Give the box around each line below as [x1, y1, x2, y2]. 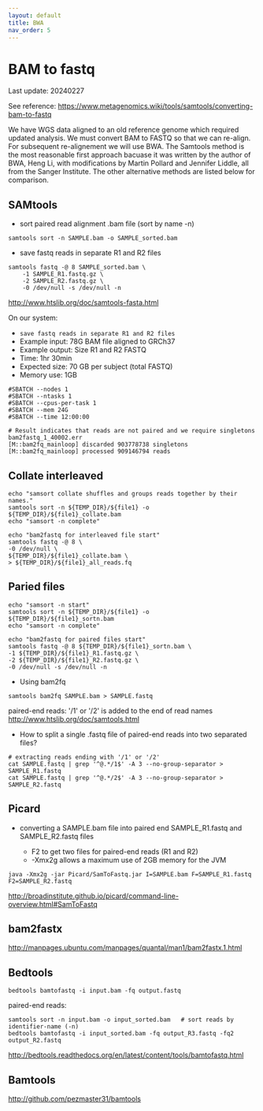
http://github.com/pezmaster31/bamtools [8, 1094, 142, 1103]
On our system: [8, 313, 58, 323]
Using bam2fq [19, 677, 66, 686]
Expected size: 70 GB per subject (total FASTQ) [19, 362, 173, 371]
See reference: [8, 102, 57, 111]
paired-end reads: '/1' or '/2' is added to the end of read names [8, 706, 213, 715]
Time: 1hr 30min [19, 354, 72, 363]
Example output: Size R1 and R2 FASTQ [19, 345, 147, 355]
